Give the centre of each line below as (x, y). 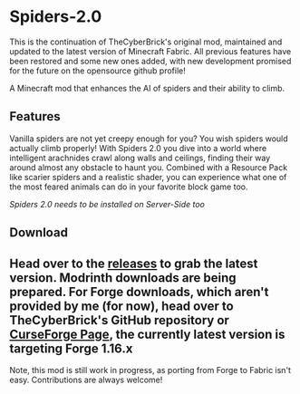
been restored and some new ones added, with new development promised (150, 61)
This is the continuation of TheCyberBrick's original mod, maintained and (146, 42)
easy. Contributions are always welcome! (86, 380)
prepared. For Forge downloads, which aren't (139, 292)
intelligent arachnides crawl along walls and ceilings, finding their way (140, 158)
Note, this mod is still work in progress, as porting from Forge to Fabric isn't (150, 370)
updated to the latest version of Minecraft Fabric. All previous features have (150, 51)
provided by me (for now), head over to (121, 306)
